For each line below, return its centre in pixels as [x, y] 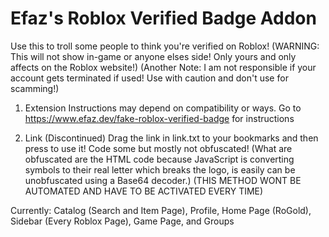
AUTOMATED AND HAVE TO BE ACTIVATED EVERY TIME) [144, 191]
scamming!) [35, 88]
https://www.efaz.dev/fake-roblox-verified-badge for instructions [159, 118]
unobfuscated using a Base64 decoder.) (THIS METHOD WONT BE [163, 180]
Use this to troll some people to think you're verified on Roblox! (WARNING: [165, 46]
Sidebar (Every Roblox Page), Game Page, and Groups [122, 221]
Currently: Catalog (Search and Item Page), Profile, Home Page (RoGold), [161, 210]
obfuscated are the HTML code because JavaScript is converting [159, 159]
